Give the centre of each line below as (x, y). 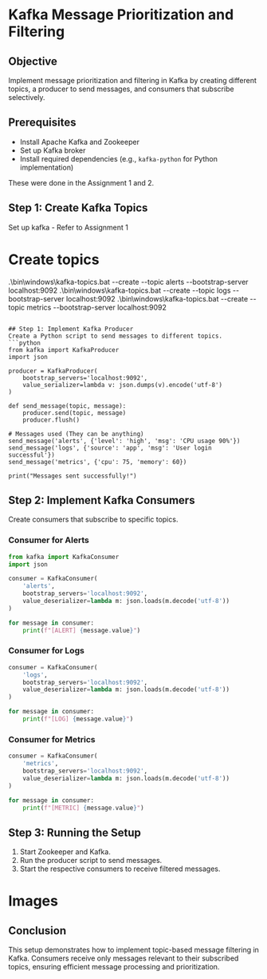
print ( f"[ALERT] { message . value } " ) (82, 630)
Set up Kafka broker (53, 150)
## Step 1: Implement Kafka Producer (71, 329)
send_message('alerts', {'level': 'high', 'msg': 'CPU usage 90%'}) (124, 441)
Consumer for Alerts (49, 540)
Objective (33, 61)
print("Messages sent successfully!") (73, 476)
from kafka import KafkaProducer (64, 350)
